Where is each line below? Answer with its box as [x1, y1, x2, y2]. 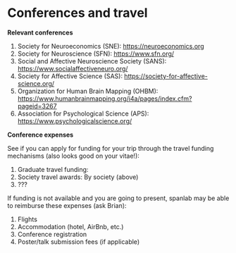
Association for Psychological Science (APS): [17, 109, 149, 118]
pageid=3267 [17, 101, 58, 110]
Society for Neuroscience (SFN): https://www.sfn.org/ [17, 49, 175, 58]
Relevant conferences [7, 28, 73, 37]
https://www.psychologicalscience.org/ [17, 116, 132, 125]
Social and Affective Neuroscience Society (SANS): [17, 56, 167, 65]
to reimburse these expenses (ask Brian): [7, 201, 127, 209]
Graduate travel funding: [17, 165, 89, 173]
